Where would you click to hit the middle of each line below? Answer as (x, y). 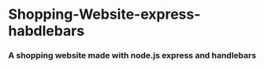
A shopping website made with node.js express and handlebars (132, 55)
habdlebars (46, 31)
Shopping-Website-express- (104, 14)
